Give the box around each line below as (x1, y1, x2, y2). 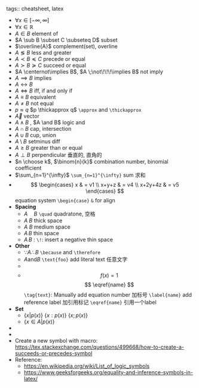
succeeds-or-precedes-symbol (14, 350, 93, 357)
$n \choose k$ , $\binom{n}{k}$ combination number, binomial (14, 158, 169, 165)
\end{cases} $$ (85, 187, 124, 195)
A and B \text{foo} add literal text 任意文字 (23, 256, 128, 263)
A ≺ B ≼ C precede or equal (14, 56, 85, 62)
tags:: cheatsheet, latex (6, 5, 64, 12)
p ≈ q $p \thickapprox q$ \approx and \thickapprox (14, 106, 142, 113)
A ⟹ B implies (14, 75, 52, 81)
